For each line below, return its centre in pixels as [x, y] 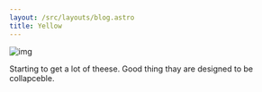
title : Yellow [36, 26]
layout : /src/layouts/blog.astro [72, 17]
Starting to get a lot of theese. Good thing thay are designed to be [131, 69]
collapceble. [32, 78]
